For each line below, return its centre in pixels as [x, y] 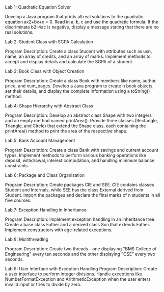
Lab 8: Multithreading [27, 239]
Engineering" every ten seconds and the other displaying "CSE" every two [80, 254]
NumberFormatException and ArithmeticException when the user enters [78, 279]
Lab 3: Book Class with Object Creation [45, 71]
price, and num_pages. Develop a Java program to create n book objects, [79, 86]
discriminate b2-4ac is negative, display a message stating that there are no [82, 27]
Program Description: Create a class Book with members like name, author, [81, 81]
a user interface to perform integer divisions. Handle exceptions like [74, 274]
